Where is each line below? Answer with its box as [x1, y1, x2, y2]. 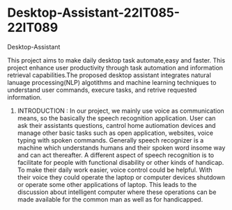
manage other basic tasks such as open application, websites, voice [17, 129, 214, 137]
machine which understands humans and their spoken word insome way [17, 143, 226, 152]
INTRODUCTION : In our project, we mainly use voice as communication [17, 106, 224, 115]
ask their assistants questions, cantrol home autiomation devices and [17, 121, 216, 129]
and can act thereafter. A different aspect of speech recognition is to [17, 151, 215, 159]
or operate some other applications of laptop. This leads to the [17, 180, 197, 188]
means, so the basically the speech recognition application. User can [17, 113, 216, 122]
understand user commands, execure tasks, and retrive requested [7, 86, 197, 94]
